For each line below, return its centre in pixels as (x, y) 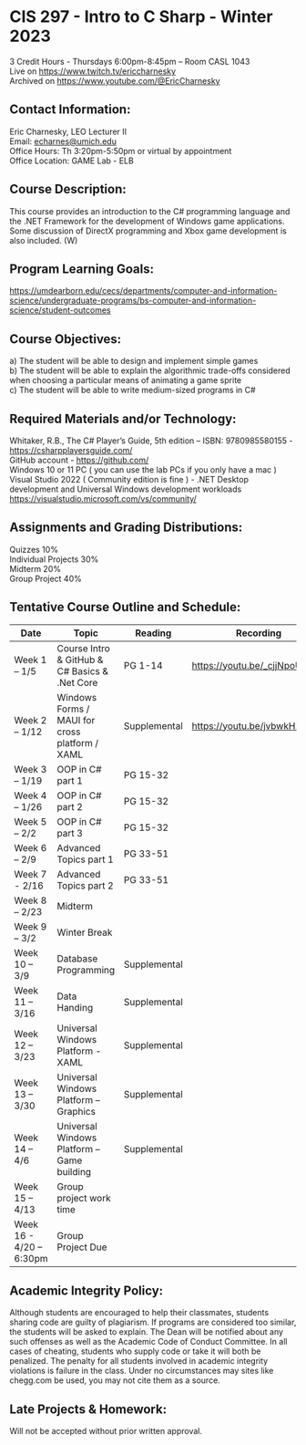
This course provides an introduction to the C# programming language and (150, 211)
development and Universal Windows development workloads (126, 489)
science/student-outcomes (60, 310)
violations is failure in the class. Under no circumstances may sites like (142, 1371)
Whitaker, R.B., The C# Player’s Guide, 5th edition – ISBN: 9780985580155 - (151, 441)
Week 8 (31, 900)
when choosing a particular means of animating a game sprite (126, 380)
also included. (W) (44, 240)
